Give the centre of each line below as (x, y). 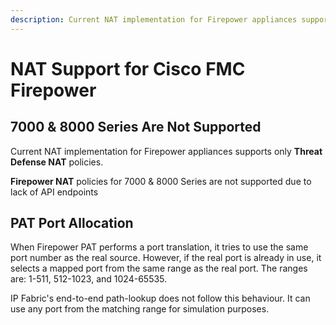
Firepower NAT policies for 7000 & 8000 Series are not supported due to (161, 181)
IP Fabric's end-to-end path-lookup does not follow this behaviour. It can (160, 298)
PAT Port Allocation (72, 223)
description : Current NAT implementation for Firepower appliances (154, 19)
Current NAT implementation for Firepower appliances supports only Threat (166, 151)
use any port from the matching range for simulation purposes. (140, 309)
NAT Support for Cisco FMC (128, 68)
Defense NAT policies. (57, 162)
